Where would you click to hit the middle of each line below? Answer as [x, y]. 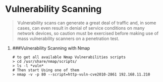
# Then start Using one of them [46, 70]
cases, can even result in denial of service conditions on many [81, 28]
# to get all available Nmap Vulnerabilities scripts [69, 57]
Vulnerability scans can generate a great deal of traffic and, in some [87, 23]
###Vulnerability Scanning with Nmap [51, 48]
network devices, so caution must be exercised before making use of [88, 33]
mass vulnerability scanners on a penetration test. [68, 39]
